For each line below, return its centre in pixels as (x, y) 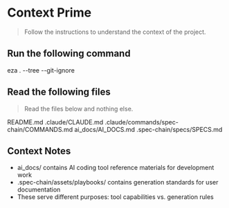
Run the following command (69, 54)
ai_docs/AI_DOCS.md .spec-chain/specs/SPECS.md (148, 129)
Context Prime (49, 13)
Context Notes (39, 151)
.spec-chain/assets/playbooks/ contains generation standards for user (118, 182)
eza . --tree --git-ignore (41, 70)
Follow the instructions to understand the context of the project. (115, 32)
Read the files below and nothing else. (79, 108)
